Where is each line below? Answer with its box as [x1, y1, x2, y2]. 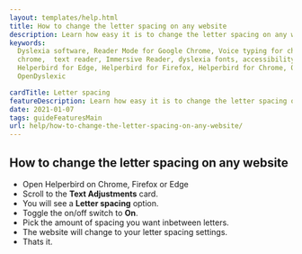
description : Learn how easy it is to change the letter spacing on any [9, 30, 288, 39]
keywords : [9, 38, 47, 48]
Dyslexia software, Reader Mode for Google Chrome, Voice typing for [17, 47, 283, 56]
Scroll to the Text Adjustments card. [22, 188, 159, 199]
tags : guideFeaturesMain [9, 113, 102, 122]
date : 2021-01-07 [9, 104, 75, 113]
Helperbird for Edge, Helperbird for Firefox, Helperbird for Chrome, [17, 64, 288, 73]
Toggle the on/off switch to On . [22, 207, 138, 218]
